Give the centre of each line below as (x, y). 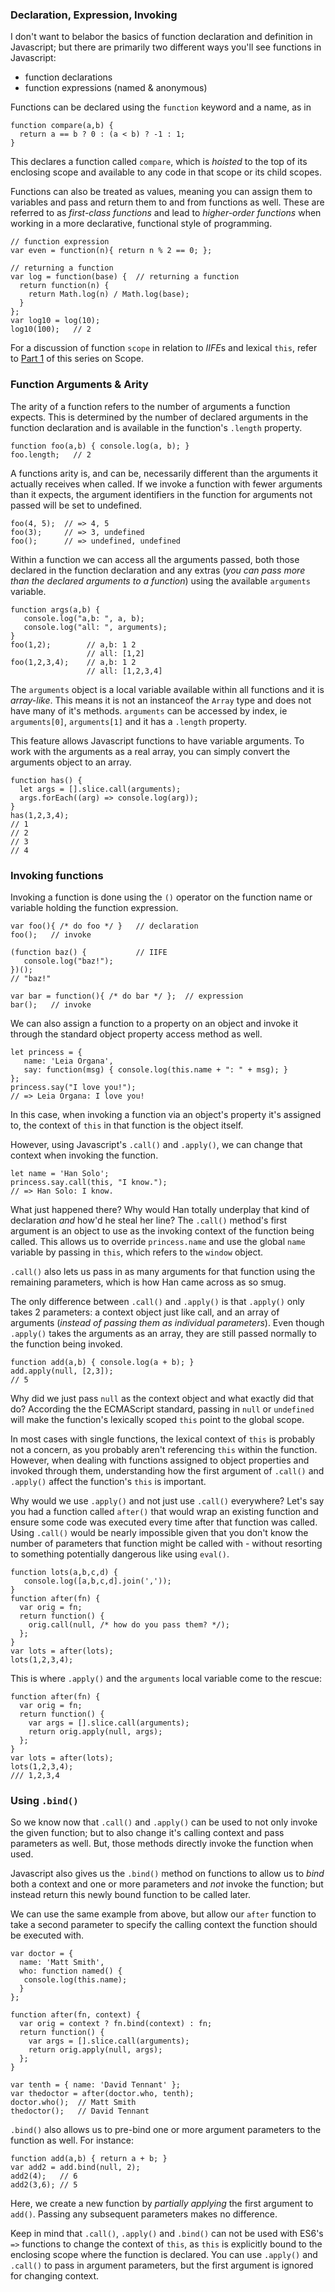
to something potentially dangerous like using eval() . (120, 1554)
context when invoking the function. (84, 1155)
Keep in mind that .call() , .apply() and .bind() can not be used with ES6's (167, 2234)
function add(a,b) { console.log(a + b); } (102, 1362)
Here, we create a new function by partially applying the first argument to (162, 2204)
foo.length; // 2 (51, 454)
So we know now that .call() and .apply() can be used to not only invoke (164, 1822)
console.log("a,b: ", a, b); (84, 618)
